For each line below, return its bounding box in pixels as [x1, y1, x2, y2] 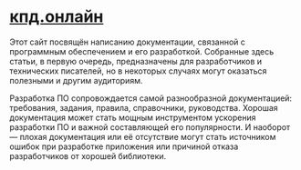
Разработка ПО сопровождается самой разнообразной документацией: [9, 93, 293, 104]
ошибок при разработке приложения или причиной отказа [9, 141, 239, 152]
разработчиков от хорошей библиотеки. [9, 150, 167, 161]
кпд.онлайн [9, 6, 104, 27]
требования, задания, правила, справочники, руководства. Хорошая [9, 102, 278, 113]
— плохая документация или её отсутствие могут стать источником [9, 131, 276, 142]
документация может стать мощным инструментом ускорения [9, 112, 256, 123]
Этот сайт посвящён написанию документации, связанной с [9, 36, 246, 47]
